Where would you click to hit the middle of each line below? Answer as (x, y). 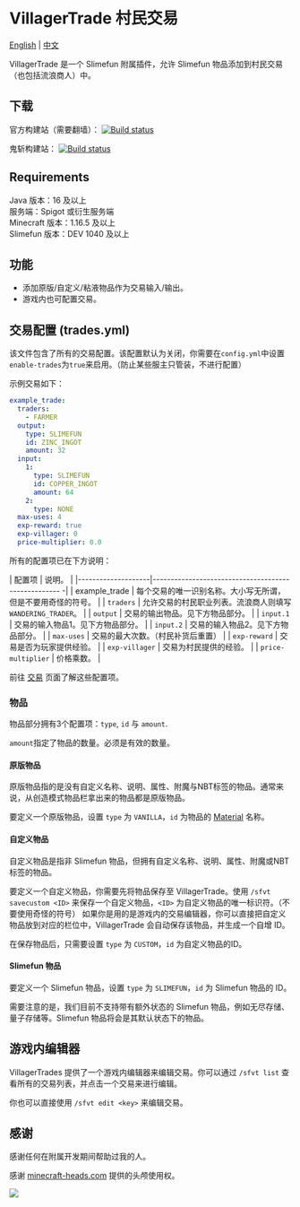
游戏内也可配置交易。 (61, 299)
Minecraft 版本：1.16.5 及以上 (63, 222)
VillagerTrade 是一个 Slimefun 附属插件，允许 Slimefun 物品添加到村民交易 (146, 64)
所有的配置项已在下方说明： (60, 560)
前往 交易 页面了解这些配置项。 (66, 677)
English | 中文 (34, 45)
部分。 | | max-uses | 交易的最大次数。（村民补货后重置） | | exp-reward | (147, 635)
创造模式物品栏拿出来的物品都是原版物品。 (111, 798)
